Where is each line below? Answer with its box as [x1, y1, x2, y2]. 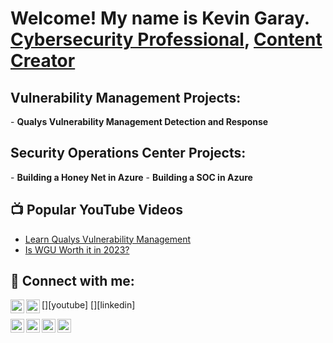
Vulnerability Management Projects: [10, 89, 242, 106]
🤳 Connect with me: [10, 273, 135, 290]
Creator [10, 50, 76, 72]
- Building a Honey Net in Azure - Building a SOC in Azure [10, 171, 253, 183]
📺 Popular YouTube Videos [10, 202, 183, 219]
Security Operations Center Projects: [10, 145, 247, 162]
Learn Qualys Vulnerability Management [24, 233, 192, 245]
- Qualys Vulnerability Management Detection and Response [10, 116, 269, 127]
